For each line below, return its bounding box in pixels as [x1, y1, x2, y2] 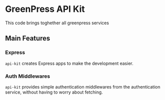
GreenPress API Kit [5, 3, 85, 15]
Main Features [5, 34, 50, 43]
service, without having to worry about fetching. [5, 89, 103, 95]
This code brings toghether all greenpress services [5, 20, 109, 26]
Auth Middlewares [5, 73, 50, 80]
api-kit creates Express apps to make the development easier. [5, 60, 133, 66]
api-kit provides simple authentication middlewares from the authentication [5, 84, 161, 90]
